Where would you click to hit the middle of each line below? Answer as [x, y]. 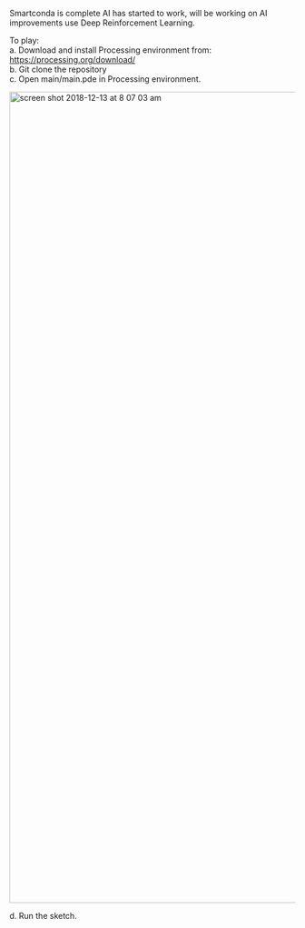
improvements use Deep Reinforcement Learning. [102, 23]
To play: [24, 40]
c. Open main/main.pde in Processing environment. [105, 79]
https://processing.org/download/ [73, 60]
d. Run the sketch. [43, 916]
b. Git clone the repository [58, 69]
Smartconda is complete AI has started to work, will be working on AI [138, 13]
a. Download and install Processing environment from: [110, 50]
